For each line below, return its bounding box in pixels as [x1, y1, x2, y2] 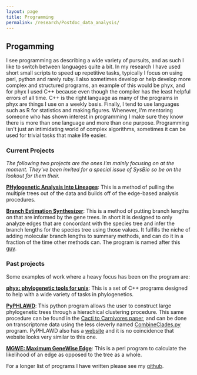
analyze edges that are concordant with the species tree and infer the [6, 220, 175, 227]
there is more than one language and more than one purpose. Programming [6, 119, 189, 126]
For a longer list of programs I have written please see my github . [6, 362, 164, 369]
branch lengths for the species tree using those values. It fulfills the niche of [6, 226, 191, 233]
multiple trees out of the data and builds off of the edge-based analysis [6, 190, 179, 197]
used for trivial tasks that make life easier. [6, 132, 107, 139]
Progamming [6, 41, 55, 51]
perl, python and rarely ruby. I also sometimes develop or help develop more [6, 76, 191, 83]
